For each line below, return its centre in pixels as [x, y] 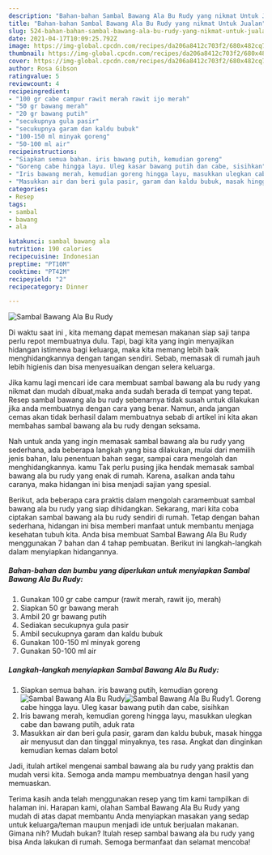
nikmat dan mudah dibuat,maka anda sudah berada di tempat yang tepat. [130, 391]
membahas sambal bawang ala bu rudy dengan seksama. [104, 425]
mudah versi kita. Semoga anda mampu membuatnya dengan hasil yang [129, 775]
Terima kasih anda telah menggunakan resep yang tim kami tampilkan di [129, 799]
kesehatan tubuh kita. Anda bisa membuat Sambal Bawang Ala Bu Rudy [127, 535]
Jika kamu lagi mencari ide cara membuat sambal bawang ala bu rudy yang [134, 383]
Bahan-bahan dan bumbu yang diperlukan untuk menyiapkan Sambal [129, 570]
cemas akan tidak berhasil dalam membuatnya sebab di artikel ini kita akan [133, 417]
